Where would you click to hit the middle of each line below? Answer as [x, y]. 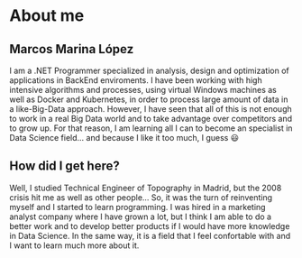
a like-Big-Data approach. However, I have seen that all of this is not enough [151, 109]
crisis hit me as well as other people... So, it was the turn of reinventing [141, 197]
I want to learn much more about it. [74, 245]
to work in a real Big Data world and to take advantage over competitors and [151, 119]
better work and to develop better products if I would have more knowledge [150, 226]
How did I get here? [64, 166]
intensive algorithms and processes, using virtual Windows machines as [143, 90]
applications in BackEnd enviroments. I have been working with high [136, 80]
